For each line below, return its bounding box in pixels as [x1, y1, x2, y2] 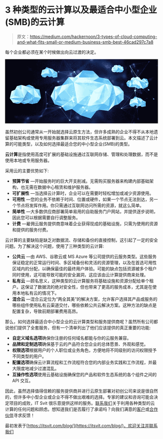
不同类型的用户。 [12, 353, 47, 359]
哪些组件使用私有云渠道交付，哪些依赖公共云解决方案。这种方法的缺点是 [12, 302, 157, 308]
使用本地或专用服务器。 [5, 157, 52, 163]
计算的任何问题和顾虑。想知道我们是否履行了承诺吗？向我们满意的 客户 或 [5, 406, 149, 412]
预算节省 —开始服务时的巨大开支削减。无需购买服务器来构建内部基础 [12, 178, 149, 184]
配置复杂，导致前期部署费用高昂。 [12, 308, 81, 314]
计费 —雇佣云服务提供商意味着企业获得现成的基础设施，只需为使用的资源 [12, 220, 158, 226]
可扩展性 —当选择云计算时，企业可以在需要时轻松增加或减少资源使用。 [12, 190, 154, 196]
